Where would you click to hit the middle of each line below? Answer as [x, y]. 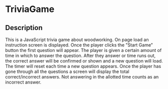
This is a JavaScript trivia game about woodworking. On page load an [77, 39]
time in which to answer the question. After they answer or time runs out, [80, 55]
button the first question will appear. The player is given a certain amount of [83, 50]
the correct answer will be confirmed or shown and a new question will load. [84, 61]
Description [24, 28]
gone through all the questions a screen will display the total [67, 71]
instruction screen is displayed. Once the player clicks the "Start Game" [79, 45]
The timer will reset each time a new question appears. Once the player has [83, 66]
